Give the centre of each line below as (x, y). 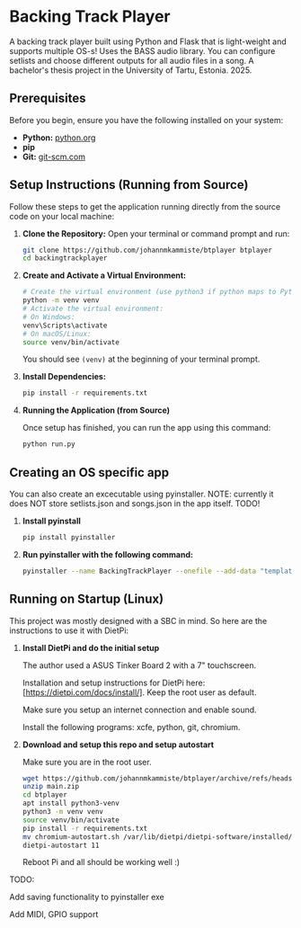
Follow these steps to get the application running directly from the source (145, 206)
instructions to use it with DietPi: (69, 630)
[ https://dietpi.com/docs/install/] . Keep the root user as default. (139, 692)
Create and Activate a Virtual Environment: (104, 275)
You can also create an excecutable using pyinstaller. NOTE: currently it (142, 494)
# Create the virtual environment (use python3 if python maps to (149, 292)
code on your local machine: (62, 216)
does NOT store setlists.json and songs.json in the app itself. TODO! (135, 504)
